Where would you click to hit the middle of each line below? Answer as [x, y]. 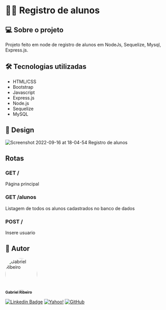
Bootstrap [23, 87]
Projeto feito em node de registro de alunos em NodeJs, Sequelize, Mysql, [83, 45]
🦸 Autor [18, 249]
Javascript [24, 92]
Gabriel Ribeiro [19, 292]
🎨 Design [20, 130]
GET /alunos [21, 197]
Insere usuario [20, 232]
